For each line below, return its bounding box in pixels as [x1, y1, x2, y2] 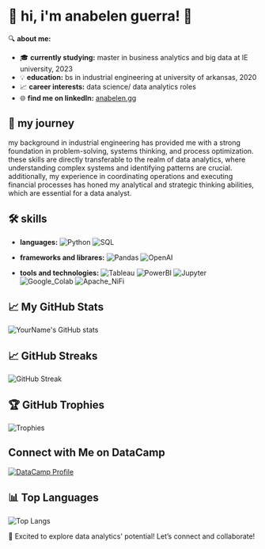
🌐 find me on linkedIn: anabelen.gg [19, 93, 137, 102]
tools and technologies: [19, 268, 100, 277]
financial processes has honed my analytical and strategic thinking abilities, [8, 180, 255, 189]
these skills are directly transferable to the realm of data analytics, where [8, 154, 246, 164]
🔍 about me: [8, 33, 51, 43]
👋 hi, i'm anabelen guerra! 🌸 [8, 7, 193, 25]
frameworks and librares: [19, 253, 105, 262]
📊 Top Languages [8, 491, 99, 505]
